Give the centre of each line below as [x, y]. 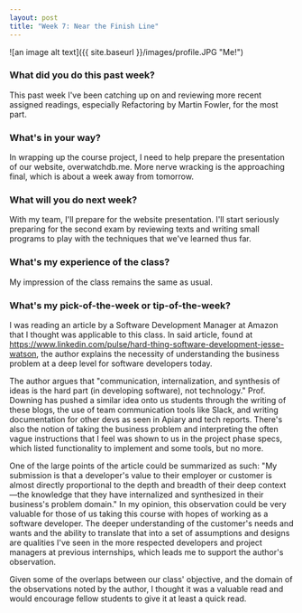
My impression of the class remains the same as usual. [111, 282]
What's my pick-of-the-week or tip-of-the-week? [120, 306]
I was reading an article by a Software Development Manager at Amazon [144, 325]
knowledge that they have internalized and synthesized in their [147, 495]
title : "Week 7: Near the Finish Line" [84, 26]
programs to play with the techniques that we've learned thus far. [130, 239]
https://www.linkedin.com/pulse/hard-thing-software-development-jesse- [147, 344]
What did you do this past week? [82, 75]
